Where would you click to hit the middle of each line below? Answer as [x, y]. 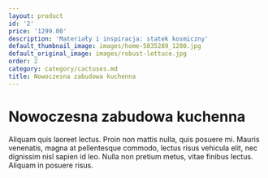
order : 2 [23, 62]
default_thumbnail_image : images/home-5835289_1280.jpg [105, 46]
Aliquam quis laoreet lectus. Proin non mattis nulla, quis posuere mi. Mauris [134, 139]
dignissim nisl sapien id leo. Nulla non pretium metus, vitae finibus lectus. [131, 156]
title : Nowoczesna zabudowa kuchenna [72, 76]
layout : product [36, 16]
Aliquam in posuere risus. [51, 165]
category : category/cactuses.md [63, 69]
